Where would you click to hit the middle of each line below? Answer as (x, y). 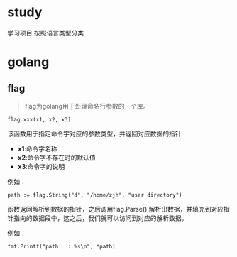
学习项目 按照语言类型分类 (45, 33)
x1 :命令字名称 (38, 148)
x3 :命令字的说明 (41, 166)
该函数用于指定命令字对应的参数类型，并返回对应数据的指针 (94, 133)
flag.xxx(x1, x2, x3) (39, 119)
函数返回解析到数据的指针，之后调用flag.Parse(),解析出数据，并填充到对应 (115, 209)
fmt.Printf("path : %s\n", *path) (61, 246)
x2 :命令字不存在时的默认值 (56, 158)
